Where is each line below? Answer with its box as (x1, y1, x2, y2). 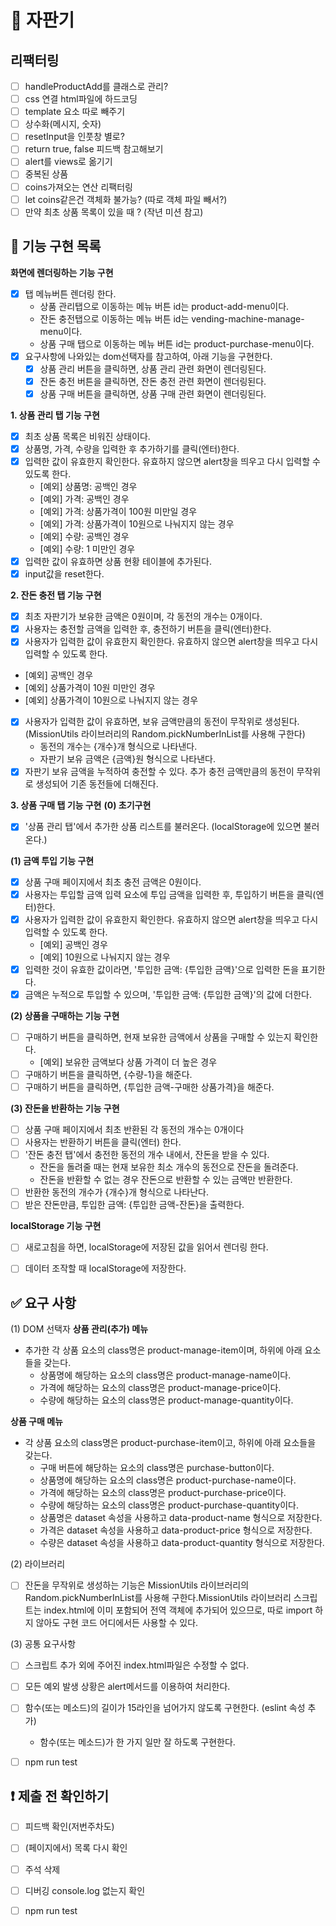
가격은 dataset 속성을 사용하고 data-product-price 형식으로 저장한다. (39, 1524, 313, 1536)
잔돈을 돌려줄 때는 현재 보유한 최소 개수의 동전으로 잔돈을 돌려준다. (39, 1161, 299, 1173)
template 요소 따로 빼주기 (24, 106, 126, 118)
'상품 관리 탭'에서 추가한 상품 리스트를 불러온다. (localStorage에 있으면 (24, 821, 302, 833)
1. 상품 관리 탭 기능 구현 (10, 409, 100, 421)
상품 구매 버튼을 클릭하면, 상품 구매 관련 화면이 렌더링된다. (39, 387, 267, 400)
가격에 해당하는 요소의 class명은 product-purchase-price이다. (39, 1487, 287, 1499)
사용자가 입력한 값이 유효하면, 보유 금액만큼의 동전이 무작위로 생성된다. (24, 716, 300, 728)
